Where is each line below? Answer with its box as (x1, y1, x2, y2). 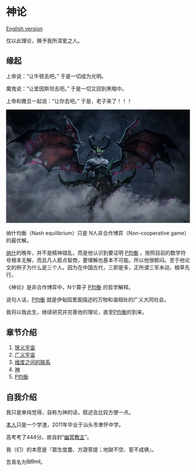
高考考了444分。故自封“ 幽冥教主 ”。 (6, 434, 92, 441)
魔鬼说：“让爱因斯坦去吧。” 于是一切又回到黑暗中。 (6, 85, 127, 92)
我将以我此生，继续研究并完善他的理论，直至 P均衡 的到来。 (6, 308, 148, 316)
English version (6, 25, 43, 32)
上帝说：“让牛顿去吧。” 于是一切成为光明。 (6, 73, 107, 80)
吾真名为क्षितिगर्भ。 (6, 458, 46, 465)
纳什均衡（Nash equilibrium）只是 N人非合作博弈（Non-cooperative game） (6, 229, 190, 237)
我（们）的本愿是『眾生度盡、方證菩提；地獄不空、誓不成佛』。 (6, 446, 157, 453)
